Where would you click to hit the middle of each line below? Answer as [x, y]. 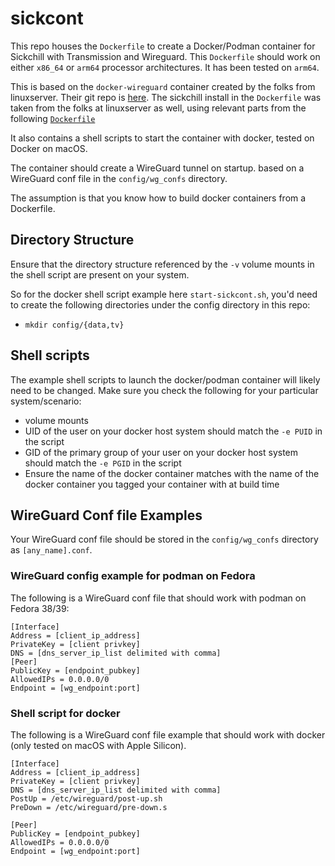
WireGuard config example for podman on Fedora [133, 576]
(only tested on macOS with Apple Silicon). [98, 745]
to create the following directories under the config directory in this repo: [160, 304]
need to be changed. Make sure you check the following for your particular [164, 390]
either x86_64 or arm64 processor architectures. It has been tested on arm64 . [165, 67]
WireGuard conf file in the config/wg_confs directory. [119, 178]
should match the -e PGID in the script [103, 463]
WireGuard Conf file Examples [106, 515]
